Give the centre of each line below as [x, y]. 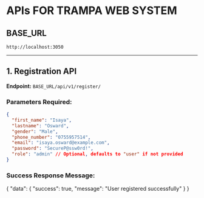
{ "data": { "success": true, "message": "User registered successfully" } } [98, 189]
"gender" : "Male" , [35, 132]
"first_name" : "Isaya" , [42, 120]
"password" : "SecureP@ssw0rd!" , [53, 149]
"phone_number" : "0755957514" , [51, 137]
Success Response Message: [51, 175]
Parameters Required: [39, 102]
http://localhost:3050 [35, 47]
